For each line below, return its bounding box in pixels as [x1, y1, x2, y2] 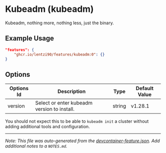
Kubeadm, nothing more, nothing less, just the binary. [5, 20, 114, 26]
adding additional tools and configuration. [5, 124, 90, 130]
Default [135, 85, 154, 92]
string [113, 102, 126, 109]
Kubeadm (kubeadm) [5, 3, 94, 15]
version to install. [35, 105, 75, 112]
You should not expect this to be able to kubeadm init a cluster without [5, 118, 149, 124]
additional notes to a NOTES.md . [5, 143, 68, 149]
